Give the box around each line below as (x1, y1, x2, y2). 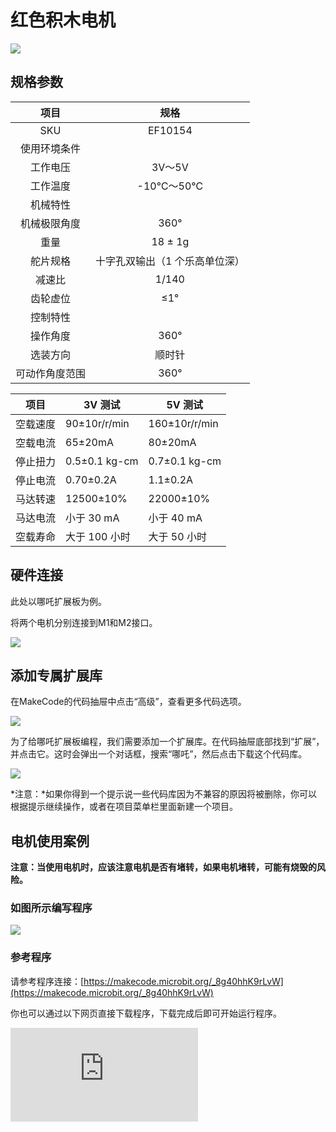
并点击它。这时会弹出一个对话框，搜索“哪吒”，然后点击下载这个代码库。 (10, 748, 308, 760)
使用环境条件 (20, 141, 82, 155)
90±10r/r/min (65, 416, 130, 430)
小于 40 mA (148, 511, 203, 525)
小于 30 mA (65, 511, 120, 525)
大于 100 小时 (65, 529, 131, 543)
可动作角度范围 (15, 366, 87, 380)
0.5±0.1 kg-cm (65, 454, 139, 468)
